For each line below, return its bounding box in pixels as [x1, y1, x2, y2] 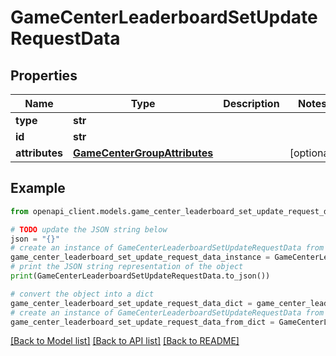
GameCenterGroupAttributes [73, 146, 214, 160]
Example [10, 180, 66, 197]
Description [223, 97, 280, 110]
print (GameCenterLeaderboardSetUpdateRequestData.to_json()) [10, 271, 271, 281]
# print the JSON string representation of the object [10, 262, 244, 272]
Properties [10, 67, 78, 84]
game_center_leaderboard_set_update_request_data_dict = [10, 298, 253, 308]
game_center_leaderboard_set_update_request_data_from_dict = [10, 317, 275, 327]
